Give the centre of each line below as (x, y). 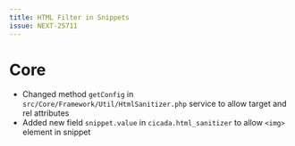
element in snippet (56, 132)
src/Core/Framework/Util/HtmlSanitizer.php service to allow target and (155, 104)
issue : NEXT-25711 (43, 26)
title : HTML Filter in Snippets (69, 17)
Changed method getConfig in (78, 94)
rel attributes (46, 113)
